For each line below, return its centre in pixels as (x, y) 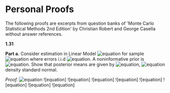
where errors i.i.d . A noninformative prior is (87, 59)
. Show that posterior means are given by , (84, 64)
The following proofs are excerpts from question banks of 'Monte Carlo (80, 23)
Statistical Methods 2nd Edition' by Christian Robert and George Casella (80, 28)
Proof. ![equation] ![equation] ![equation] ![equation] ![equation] (84, 79)
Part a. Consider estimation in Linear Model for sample (75, 54)
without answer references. (34, 34)
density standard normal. (31, 70)
